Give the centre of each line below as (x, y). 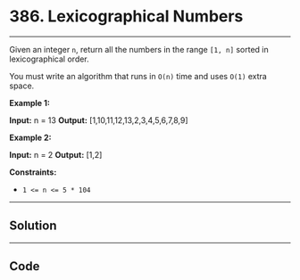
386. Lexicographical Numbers (126, 16)
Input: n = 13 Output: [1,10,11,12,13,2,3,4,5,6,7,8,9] (99, 120)
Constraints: (33, 172)
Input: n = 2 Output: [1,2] (56, 154)
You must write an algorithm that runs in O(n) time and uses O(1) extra (138, 76)
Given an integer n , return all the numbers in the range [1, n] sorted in (139, 49)
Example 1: (30, 103)
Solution (33, 226)
